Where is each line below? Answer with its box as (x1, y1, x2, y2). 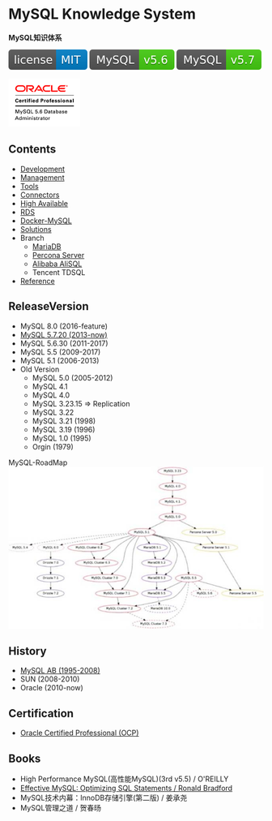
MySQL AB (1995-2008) (19, 666, 101, 676)
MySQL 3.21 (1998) (32, 415, 96, 426)
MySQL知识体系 (8, 32, 62, 42)
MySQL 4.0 (32, 390, 70, 400)
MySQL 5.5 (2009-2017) (19, 346, 101, 357)
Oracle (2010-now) (19, 683, 83, 693)
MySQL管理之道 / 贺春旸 (19, 802, 101, 812)
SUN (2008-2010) (19, 674, 80, 684)
